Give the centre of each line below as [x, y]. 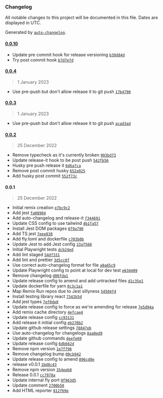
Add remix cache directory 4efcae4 [48, 312]
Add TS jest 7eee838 [33, 234]
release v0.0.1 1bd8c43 [34, 365]
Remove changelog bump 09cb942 [47, 354]
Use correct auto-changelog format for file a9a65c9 [64, 265]
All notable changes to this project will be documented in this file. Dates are [82, 18]
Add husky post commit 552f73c [45, 176]
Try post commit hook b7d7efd [43, 60]
